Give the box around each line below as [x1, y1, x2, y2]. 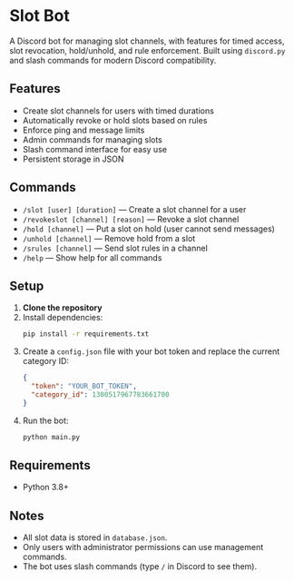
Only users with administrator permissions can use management [22, 542, 264, 553]
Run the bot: [22, 415, 69, 426]
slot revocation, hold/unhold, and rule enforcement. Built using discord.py [9, 44, 286, 55]
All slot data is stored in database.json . [22, 532, 168, 543]
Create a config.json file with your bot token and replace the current [22, 346, 280, 357]
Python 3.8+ [22, 482, 70, 493]
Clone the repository [22, 302, 103, 313]
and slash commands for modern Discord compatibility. [9, 54, 217, 65]
